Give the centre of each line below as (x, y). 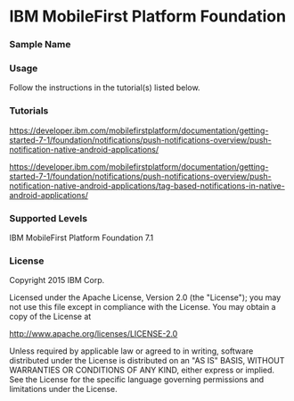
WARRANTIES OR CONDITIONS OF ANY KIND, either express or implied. (142, 370)
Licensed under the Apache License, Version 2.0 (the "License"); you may (145, 297)
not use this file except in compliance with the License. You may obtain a (143, 307)
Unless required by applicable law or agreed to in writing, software (131, 351)
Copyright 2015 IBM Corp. (57, 280)
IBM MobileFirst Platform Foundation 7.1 (82, 238)
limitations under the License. (63, 389)
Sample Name (40, 45)
